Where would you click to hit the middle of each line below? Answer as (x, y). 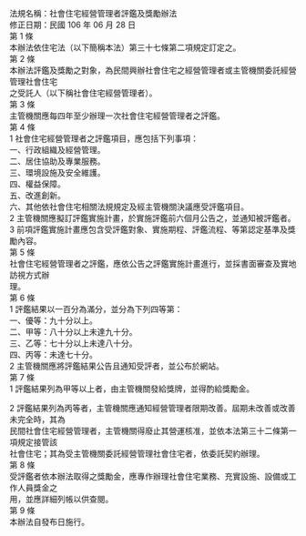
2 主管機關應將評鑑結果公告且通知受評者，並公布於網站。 (117, 366)
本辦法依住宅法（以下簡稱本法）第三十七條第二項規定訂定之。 (125, 47)
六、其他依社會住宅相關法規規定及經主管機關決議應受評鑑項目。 (129, 207)
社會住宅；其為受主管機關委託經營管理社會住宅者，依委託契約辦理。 (137, 454)
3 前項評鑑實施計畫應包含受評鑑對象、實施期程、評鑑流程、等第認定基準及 (149, 229)
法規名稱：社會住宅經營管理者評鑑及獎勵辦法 (93, 13)
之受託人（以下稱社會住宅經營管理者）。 (83, 93)
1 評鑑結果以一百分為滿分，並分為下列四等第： (96, 309)
